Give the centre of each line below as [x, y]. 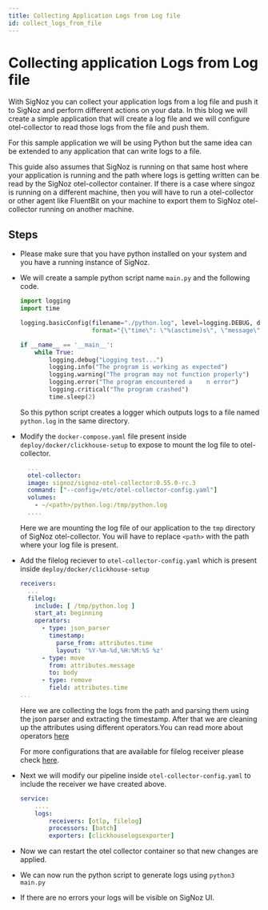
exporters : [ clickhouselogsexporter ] [112, 836]
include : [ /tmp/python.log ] [85, 606]
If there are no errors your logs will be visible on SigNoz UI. [117, 898]
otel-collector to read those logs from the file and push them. [109, 127]
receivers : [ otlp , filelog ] [96, 821]
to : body [64, 673]
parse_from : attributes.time [104, 643]
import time [40, 309]
